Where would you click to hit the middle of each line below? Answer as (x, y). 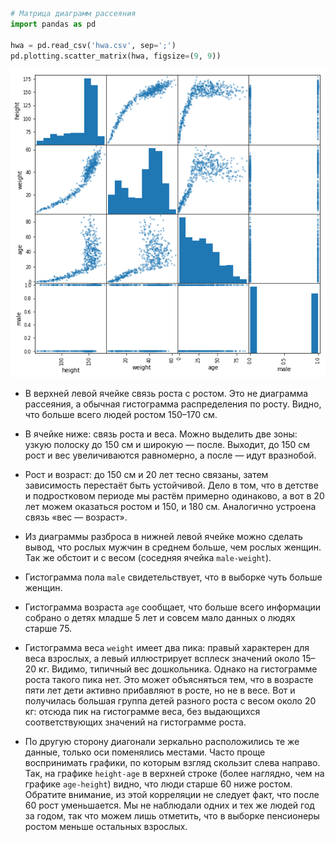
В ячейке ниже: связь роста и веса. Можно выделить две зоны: (161, 434)
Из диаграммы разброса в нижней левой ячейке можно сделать (163, 536)
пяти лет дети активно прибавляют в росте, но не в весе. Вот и (160, 690)
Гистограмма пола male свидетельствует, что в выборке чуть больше (173, 577)
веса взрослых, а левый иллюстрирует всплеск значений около (162, 658)
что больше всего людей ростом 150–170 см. (121, 414)
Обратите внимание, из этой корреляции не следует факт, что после (172, 794)
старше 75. (48, 628)
